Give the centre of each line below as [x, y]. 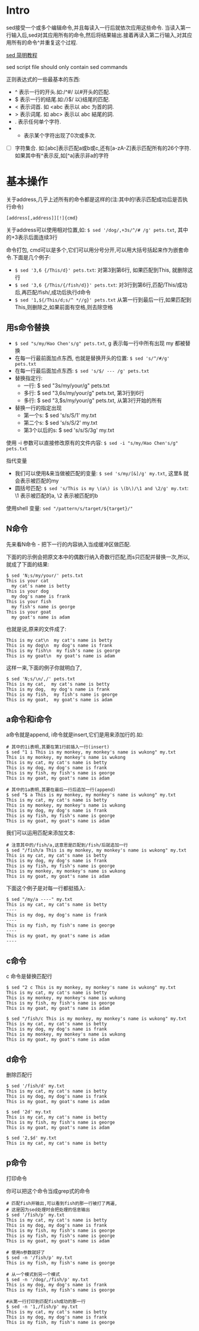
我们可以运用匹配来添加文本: [41, 833]
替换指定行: [28, 378]
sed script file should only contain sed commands [67, 67]
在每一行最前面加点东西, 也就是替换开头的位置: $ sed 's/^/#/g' [92, 358]
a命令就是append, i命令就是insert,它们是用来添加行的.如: [75, 734]
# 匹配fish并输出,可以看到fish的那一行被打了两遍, [62, 1203]
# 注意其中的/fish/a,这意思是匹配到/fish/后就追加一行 [67, 845]
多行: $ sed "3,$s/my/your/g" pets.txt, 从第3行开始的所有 [93, 400]
